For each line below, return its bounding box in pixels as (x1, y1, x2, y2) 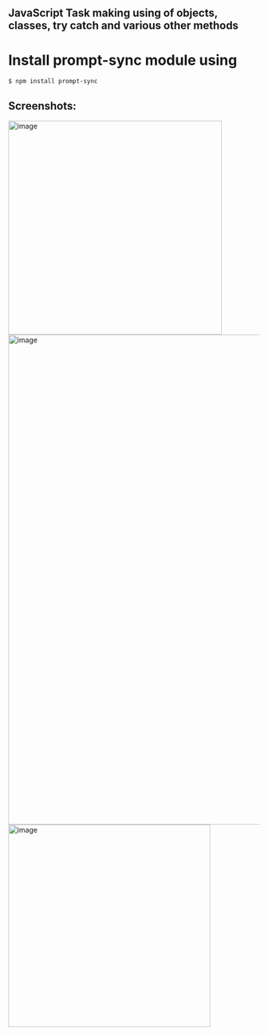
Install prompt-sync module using (8, 51, 238, 69)
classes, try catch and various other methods (8, 19, 239, 33)
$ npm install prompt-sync (8, 78, 98, 86)
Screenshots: (8, 99, 77, 113)
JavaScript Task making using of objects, (8, 6, 218, 20)
